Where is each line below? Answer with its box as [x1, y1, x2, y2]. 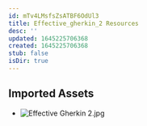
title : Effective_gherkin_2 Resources [8, 19, 139, 27]
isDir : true [8, 57, 48, 65]
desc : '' [8, 27, 38, 35]
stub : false [8, 49, 48, 57]
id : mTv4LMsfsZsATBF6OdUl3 [8, 11, 99, 20]
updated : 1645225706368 [8, 34, 89, 43]
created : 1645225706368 [8, 42, 89, 50]
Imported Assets [8, 86, 94, 101]
